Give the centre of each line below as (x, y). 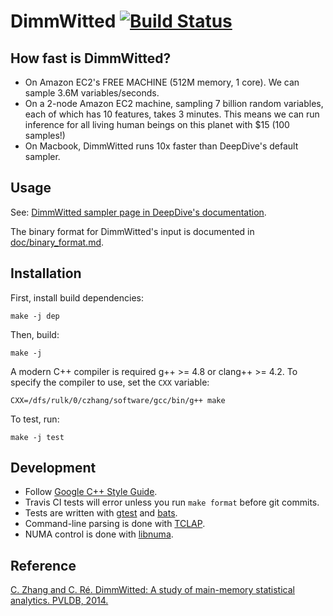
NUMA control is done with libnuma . (99, 534)
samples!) (45, 135)
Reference (43, 565)
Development (53, 468)
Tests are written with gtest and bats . (101, 513)
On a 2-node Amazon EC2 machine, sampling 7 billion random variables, (174, 103)
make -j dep (35, 316)
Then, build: (35, 334)
